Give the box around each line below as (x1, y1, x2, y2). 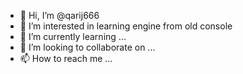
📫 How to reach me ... (19, 53, 113, 64)
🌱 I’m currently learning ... (19, 31, 127, 42)
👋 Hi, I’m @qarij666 (19, 10, 100, 21)
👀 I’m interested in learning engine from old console (19, 20, 233, 32)
